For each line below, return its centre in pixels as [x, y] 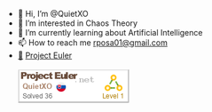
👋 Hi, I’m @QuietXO [53, 14]
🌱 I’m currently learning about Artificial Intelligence [110, 32]
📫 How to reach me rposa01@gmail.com [93, 43]
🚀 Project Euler [45, 55]
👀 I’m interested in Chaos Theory [78, 23]
